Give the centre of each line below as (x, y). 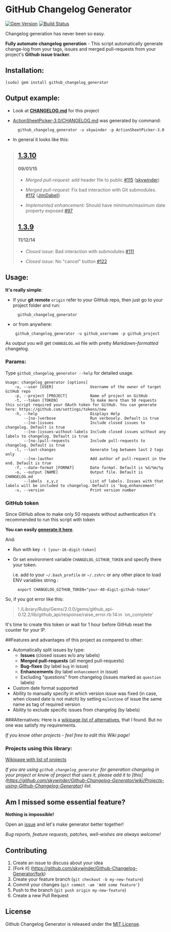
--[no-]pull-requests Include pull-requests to (84, 441)
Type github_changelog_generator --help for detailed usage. (70, 373)
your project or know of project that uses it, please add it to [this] (74, 775)
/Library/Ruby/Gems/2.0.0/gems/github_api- (67, 609)
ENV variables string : (36, 580)
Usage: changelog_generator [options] (47, 382)
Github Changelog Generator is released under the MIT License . (73, 924)
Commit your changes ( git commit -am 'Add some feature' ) (76, 885)
